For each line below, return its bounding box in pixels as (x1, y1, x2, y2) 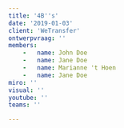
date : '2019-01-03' (8, 19, 74, 27)
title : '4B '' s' (8, 11, 59, 20)
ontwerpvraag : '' (8, 34, 66, 42)
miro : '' (8, 78, 38, 86)
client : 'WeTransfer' (8, 26, 81, 34)
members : (8, 42, 38, 50)
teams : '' (8, 101, 42, 109)
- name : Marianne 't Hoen (22, 64, 116, 72)
